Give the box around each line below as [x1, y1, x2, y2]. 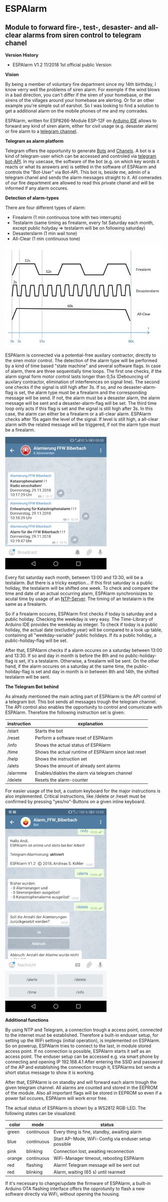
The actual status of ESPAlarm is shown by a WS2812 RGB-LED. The [5, 1105, 146, 1111]
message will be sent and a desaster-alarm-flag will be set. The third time [5, 400, 157, 406]
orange [7, 1155, 22, 1161]
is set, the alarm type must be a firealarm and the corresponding [14, 390, 147, 396]
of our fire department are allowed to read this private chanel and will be [5, 180, 154, 186]
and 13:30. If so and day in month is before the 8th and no [5, 652, 124, 659]
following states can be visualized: [5, 1111, 76, 1117]
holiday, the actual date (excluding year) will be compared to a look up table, [5, 627, 162, 633]
